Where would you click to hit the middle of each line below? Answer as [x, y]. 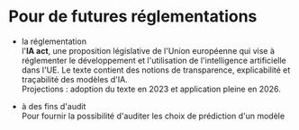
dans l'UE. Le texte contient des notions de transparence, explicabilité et [156, 70]
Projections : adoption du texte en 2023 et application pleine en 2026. [151, 89]
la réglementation [54, 41]
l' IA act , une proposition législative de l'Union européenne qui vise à [148, 50]
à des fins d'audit [54, 106]
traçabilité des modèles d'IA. [74, 79]
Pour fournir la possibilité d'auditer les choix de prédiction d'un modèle [153, 116]
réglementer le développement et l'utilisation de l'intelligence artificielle [154, 60]
